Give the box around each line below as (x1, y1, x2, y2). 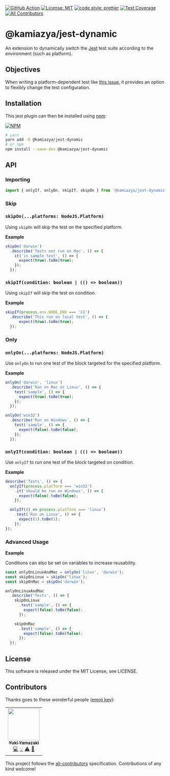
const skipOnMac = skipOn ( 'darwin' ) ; (5, 579, 86, 584)
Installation (5, 99, 42, 108)
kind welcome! (5, 766, 36, 772)
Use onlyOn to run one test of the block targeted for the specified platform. (5, 360, 161, 367)
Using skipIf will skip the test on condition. (5, 290, 96, 296)
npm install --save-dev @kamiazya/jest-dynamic (5, 147, 108, 152)
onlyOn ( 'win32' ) (5, 413, 40, 418)
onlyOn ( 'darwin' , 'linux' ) (5, 380, 63, 385)
